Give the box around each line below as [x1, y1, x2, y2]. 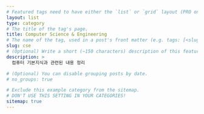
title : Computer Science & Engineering [6, 32, 107, 38]
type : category [6, 20, 45, 26]
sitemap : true [6, 98, 42, 105]
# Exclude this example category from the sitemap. [6, 87, 140, 93]
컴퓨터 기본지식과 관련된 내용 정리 [12, 59, 86, 65]
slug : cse [6, 43, 32, 49]
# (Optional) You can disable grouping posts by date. [6, 70, 148, 76]
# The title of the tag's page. [6, 25, 88, 32]
